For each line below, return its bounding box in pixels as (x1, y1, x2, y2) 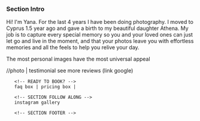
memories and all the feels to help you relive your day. (6, 44, 140, 51)
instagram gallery (14, 99, 60, 106)
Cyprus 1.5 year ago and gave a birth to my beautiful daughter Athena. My (6, 25, 189, 32)
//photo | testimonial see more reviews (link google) (6, 67, 134, 74)
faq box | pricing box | (14, 84, 77, 90)
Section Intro (6, 5, 45, 13)
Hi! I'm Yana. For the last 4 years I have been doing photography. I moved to (6, 19, 193, 26)
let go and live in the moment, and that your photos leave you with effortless (6, 38, 194, 45)
